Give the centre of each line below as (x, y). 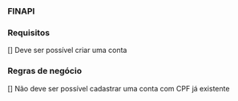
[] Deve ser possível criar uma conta (67, 50)
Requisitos (28, 32)
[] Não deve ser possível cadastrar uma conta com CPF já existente (119, 88)
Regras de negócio (44, 71)
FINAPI (21, 11)
